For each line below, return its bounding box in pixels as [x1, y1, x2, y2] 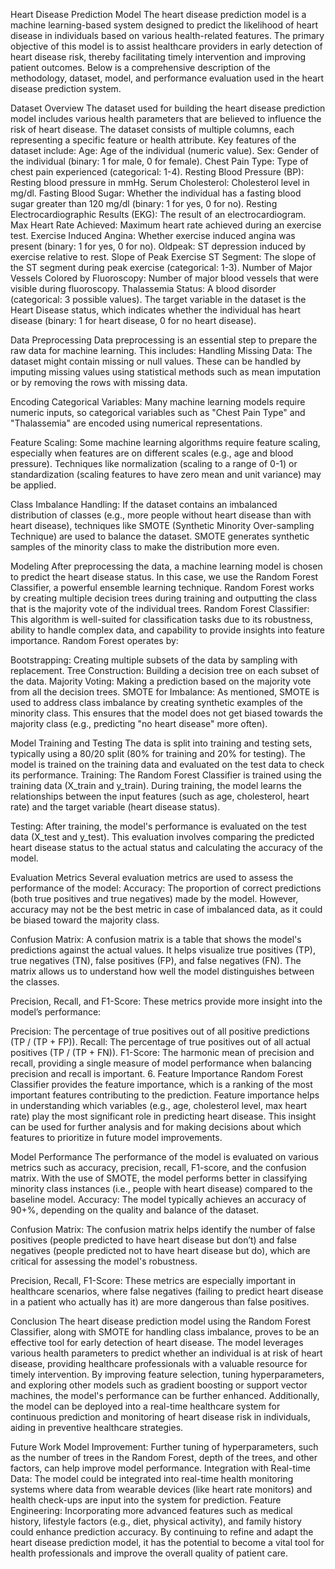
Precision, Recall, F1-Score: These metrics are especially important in [10, 1275, 296, 1286]
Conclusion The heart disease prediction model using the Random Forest [10, 1315, 312, 1327]
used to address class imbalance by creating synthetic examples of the [10, 697, 303, 708]
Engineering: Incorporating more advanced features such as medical [10, 1505, 293, 1516]
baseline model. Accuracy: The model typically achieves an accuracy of [10, 1194, 307, 1205]
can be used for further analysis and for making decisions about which [10, 1121, 302, 1133]
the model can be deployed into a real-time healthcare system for [10, 1400, 281, 1412]
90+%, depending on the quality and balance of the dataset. [10, 1204, 260, 1216]
